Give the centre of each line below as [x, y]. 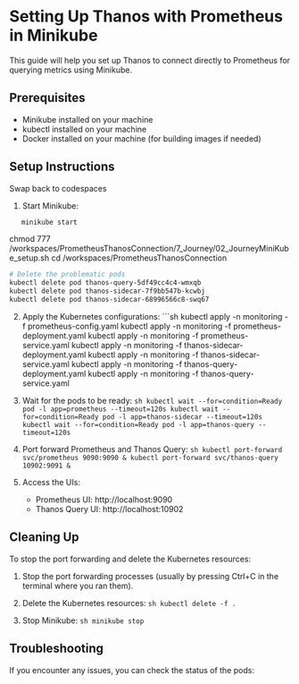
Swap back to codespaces [58, 188]
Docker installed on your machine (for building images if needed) [141, 138]
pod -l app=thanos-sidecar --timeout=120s [183, 417]
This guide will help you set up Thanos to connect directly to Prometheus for [150, 60]
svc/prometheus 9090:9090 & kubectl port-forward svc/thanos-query [150, 457]
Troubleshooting [57, 649]
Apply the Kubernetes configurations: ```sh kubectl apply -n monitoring [152, 316]
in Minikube [54, 35]
